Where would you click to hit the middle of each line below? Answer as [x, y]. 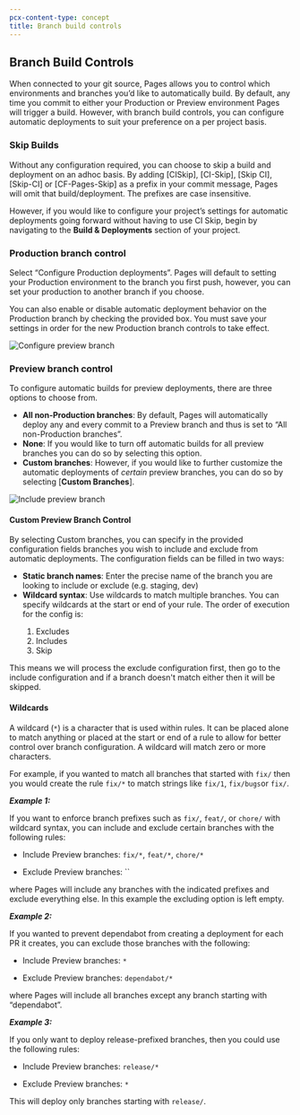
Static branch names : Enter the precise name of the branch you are [147, 576]
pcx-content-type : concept [60, 17]
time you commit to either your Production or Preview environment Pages [145, 103]
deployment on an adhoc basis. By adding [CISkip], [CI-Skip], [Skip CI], [141, 174]
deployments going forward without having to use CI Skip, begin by [133, 220]
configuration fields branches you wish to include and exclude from [134, 549]
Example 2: [30, 916]
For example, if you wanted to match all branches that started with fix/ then [150, 773]
